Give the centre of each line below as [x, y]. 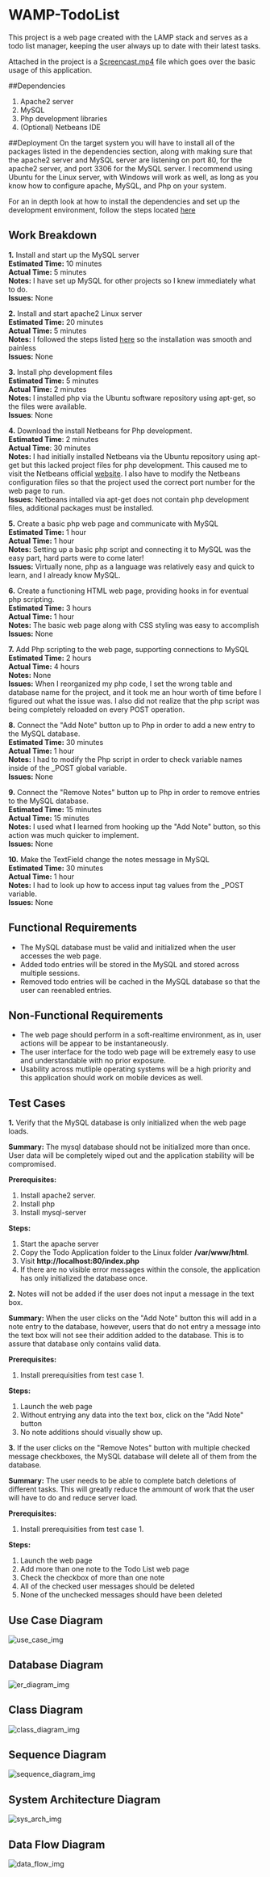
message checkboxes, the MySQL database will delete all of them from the [133, 1457]
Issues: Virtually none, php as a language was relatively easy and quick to [132, 566]
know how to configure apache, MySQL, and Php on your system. [118, 185]
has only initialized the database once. [83, 1278]
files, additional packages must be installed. [81, 507]
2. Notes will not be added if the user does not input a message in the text [131, 1294]
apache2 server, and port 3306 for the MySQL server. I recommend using [131, 168]
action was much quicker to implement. [74, 835]
